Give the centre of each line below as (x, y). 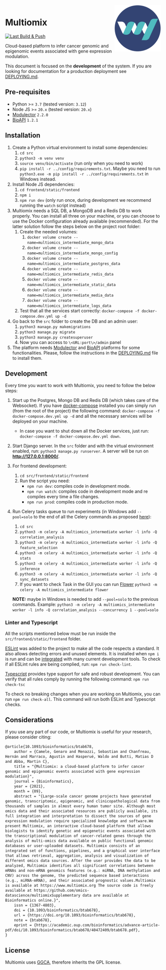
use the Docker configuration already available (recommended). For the (85, 221)
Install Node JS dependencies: (43, 184)
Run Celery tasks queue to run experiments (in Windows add (74, 512)
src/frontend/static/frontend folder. (43, 638)
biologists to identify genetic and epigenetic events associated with (80, 831)
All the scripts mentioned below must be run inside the (61, 633)
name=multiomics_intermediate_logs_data (69, 306)
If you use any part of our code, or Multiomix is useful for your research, (79, 732)
